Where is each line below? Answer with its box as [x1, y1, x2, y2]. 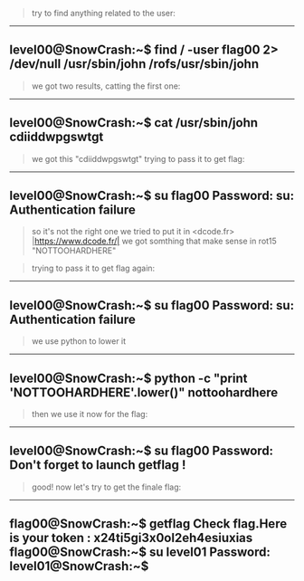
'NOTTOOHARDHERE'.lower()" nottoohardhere [9, 385, 279, 400]
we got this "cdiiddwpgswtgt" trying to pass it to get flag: [31, 153, 245, 164]
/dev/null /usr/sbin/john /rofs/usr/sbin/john [9, 56, 260, 71]
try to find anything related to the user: [31, 8, 176, 18]
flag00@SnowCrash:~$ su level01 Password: [9, 545, 271, 560]
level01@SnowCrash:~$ [9, 558, 149, 574]
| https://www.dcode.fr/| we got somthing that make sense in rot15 [31, 235, 278, 247]
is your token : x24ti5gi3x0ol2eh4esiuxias [9, 530, 253, 546]
